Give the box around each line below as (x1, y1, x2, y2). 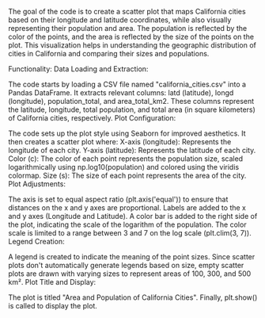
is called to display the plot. (8, 301, 97, 310)
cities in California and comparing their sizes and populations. (8, 49, 210, 58)
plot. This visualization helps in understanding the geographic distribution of (8, 40, 257, 50)
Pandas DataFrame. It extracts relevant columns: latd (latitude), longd (8, 88, 234, 98)
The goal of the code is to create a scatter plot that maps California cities (8, 7, 247, 16)
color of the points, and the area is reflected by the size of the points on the (8, 32, 255, 41)
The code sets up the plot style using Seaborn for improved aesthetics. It (8, 128, 247, 138)
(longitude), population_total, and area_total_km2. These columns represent (8, 97, 255, 105)
